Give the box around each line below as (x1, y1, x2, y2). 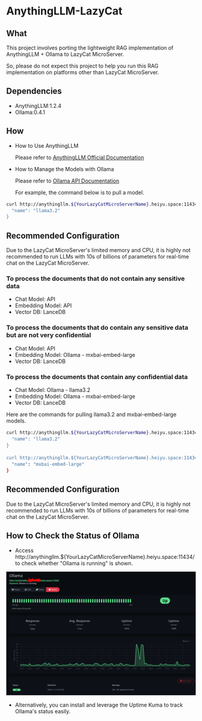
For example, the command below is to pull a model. (14, 189, 144, 196)
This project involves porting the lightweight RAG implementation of (6, 44, 174, 51)
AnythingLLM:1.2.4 (14, 102, 62, 109)
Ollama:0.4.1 (14, 109, 45, 116)
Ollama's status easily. (14, 708, 71, 715)
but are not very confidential (6, 331, 91, 339)
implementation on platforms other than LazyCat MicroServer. (6, 69, 159, 76)
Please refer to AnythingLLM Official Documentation (14, 154, 144, 161)
